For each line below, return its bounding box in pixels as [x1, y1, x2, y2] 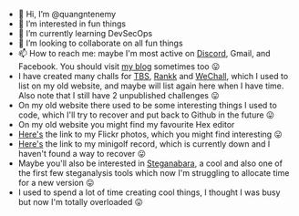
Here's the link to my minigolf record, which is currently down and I [17, 139, 271, 149]
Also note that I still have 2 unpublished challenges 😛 [17, 90, 221, 100]
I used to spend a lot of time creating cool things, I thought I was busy [17, 187, 281, 198]
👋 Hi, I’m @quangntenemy [17, 9, 117, 19]
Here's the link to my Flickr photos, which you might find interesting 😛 [17, 129, 283, 139]
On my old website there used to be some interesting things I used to [17, 100, 278, 110]
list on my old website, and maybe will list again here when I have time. [17, 80, 284, 91]
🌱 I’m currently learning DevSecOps [17, 28, 153, 38]
